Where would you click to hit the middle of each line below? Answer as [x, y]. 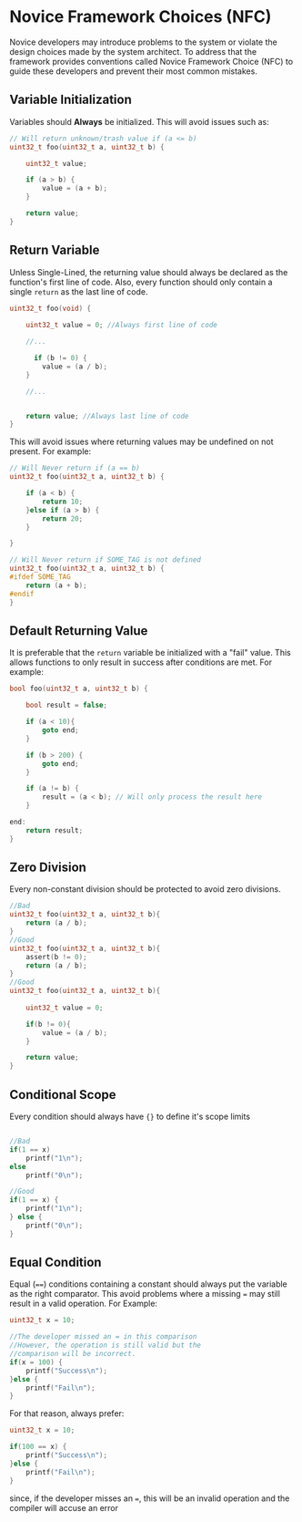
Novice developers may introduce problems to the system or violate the [143, 42]
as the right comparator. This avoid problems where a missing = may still [145, 1294]
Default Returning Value [79, 631]
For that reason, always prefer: [67, 1413]
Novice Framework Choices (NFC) [141, 17]
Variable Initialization [70, 100]
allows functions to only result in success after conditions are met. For [141, 662]
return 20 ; [63, 518]
